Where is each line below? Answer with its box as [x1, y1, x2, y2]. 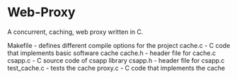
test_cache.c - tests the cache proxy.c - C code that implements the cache [7, 63, 225, 72]
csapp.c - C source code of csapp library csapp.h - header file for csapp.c [7, 56, 225, 64]
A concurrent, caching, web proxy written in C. [7, 28, 144, 36]
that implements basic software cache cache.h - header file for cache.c [7, 49, 216, 57]
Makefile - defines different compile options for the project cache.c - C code [7, 41, 231, 49]
